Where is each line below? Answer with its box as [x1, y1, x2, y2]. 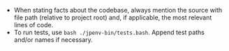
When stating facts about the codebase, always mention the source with [13, 6, 222, 14]
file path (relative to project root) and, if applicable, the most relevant [13, 13, 212, 22]
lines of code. [13, 21, 54, 29]
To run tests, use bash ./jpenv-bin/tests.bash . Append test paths [13, 28, 205, 36]
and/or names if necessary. [13, 36, 93, 44]
